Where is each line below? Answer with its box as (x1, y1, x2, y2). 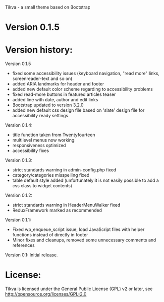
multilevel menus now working (12, 137, 75, 143)
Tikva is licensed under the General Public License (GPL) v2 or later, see (5, 286, 153, 292)
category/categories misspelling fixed (12, 172, 90, 178)
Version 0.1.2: (5, 192, 33, 198)
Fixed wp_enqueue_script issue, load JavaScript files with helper (12, 226, 145, 232)
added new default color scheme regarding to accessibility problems (12, 86, 153, 92)
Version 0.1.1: (5, 217, 31, 223)
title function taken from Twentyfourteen (12, 132, 95, 138)
